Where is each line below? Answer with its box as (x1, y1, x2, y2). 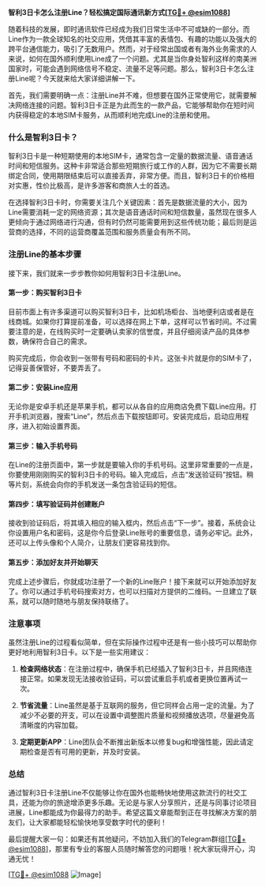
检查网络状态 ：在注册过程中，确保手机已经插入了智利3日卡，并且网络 (19, 664, 246, 673)
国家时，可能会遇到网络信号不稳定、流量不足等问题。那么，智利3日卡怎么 (8, 64, 248, 73)
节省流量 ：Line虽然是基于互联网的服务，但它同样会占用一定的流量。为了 (19, 700, 255, 709)
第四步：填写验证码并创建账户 (8, 499, 105, 508)
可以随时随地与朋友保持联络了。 (28, 596, 132, 606)
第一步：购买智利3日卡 (8, 288, 83, 298)
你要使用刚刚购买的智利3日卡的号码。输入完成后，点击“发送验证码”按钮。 (8, 470, 247, 480)
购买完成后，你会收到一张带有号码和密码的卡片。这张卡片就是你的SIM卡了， (8, 353, 256, 362)
